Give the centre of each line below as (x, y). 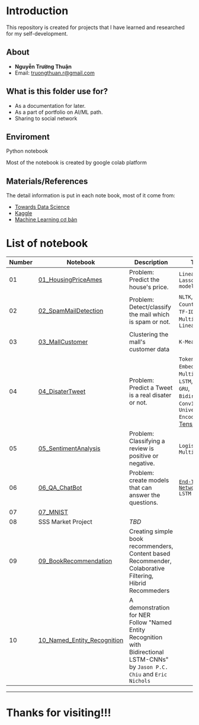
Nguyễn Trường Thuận (43, 66)
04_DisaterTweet (62, 392)
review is (142, 448)
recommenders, (151, 546)
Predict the (145, 280)
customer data (150, 349)
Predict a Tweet (151, 388)
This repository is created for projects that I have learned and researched (95, 27)
